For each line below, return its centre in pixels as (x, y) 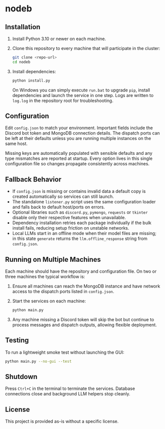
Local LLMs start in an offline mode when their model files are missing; (84, 234)
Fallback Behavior (33, 179)
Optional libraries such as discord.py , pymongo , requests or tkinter (80, 212)
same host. (17, 143)
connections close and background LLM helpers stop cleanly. (68, 394)
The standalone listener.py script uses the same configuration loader (84, 202)
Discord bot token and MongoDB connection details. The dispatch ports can (82, 133)
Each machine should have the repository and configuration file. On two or (81, 271)
